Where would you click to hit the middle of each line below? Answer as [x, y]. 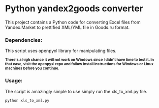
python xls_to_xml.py [27, 100]
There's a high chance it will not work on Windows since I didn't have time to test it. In [79, 60]
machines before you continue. [32, 68]
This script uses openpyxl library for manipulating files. [61, 51]
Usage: [14, 81]
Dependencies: [24, 40]
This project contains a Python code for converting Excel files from [73, 22]
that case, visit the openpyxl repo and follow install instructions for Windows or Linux [79, 64]
